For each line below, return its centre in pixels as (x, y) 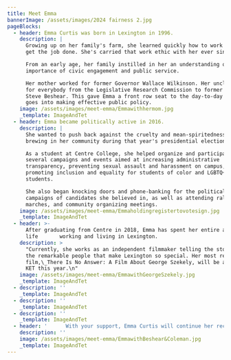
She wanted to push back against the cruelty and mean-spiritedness (125, 134)
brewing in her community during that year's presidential (111, 141)
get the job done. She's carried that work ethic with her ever (119, 52)
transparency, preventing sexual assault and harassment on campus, (125, 166)
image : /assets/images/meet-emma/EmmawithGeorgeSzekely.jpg (107, 275)
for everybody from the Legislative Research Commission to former (124, 90)
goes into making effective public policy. (89, 103)
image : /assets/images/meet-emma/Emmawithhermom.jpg (97, 109)
